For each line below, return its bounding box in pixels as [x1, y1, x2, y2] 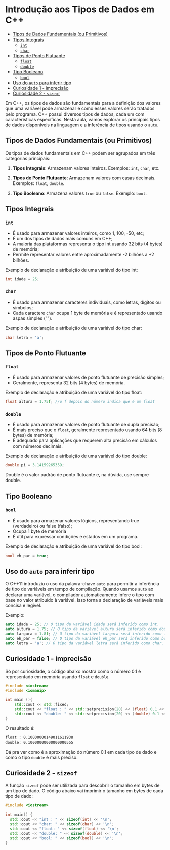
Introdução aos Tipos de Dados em [5, 4, 155, 15]
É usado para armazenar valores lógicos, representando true [12, 517, 139, 523]
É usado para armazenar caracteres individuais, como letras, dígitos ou [12, 299, 161, 305]
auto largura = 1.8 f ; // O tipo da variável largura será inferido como [5, 631, 162, 637]
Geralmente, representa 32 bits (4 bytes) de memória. [12, 380, 125, 386]
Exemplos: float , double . [12, 180, 65, 186]
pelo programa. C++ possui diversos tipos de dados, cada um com [5, 110, 145, 117]
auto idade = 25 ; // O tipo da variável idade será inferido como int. [5, 622, 159, 627]
